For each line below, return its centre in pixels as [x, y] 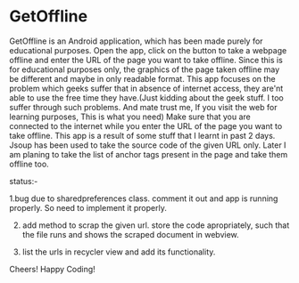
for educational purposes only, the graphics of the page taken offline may [145, 69]
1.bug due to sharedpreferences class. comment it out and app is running [144, 198]
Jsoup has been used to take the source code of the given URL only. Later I [148, 145]
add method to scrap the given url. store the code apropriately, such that [156, 225]
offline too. [29, 164]
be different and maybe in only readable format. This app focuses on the [142, 78]
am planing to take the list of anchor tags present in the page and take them [149, 154]
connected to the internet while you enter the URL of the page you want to [146, 125]
